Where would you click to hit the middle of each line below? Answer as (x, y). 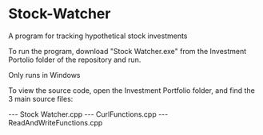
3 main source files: (41, 98)
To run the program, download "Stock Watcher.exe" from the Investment (128, 51)
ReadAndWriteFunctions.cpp (56, 122)
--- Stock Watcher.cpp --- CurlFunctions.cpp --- (88, 114)
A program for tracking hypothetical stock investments (98, 36)
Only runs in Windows (45, 75)
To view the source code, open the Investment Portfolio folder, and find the (132, 90)
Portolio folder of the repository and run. (75, 60)
